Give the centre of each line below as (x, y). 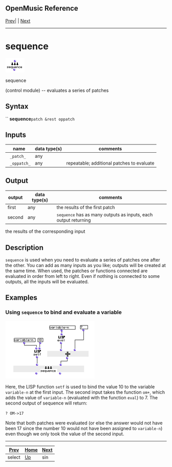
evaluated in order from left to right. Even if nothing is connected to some (83, 276)
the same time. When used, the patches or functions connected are (77, 271)
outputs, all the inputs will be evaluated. (47, 282)
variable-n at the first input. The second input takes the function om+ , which (85, 392)
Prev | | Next (18, 21)
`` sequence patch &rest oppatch (40, 119)
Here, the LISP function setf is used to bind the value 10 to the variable (80, 387)
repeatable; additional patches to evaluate (110, 163)
